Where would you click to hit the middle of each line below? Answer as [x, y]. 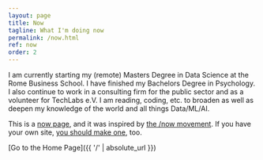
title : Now [26, 23]
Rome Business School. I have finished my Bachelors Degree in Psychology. [131, 83]
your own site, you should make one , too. [75, 132]
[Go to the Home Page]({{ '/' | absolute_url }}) [82, 148]
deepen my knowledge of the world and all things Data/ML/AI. [109, 109]
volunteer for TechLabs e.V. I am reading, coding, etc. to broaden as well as [131, 100]
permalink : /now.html [44, 38]
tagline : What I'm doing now [56, 30]
